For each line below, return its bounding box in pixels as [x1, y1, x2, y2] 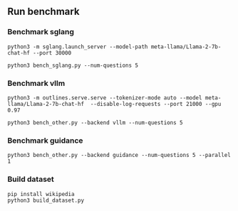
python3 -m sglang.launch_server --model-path [7, 43, 148, 50]
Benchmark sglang [7, 27, 75, 37]
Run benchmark [7, 6, 80, 18]
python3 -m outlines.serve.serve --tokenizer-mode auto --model [7, 94, 202, 102]
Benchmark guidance [7, 135, 83, 145]
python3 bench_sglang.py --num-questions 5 [7, 62, 139, 69]
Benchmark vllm [7, 78, 66, 88]
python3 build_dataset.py [7, 197, 84, 204]
